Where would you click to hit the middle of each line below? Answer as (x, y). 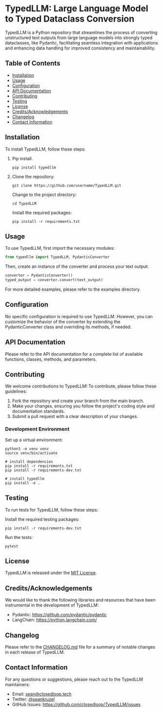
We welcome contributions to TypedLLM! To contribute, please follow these (81, 386)
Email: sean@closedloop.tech (42, 694)
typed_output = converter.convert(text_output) (54, 280)
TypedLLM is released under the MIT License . (51, 573)
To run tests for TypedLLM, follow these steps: (52, 510)
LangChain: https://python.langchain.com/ (54, 620)
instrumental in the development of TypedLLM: (52, 605)
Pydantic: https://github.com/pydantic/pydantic (59, 615)
